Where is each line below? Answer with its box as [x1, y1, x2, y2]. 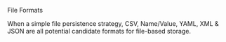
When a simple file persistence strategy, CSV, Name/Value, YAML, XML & [7, 20, 219, 27]
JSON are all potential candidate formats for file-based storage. [7, 27, 192, 35]
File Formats [7, 6, 44, 14]
